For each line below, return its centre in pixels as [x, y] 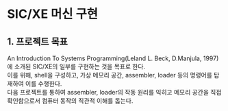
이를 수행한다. [43, 84]
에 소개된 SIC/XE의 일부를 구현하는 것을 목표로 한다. [76, 66]
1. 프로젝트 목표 [38, 41]
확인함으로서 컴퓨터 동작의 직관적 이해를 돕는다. [70, 101]
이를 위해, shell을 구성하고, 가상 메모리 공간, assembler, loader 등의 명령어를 [110, 75]
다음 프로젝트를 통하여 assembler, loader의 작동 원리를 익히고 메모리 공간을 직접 [114, 92]
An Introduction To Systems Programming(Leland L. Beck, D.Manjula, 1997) [113, 58]
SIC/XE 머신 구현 [52, 14]
